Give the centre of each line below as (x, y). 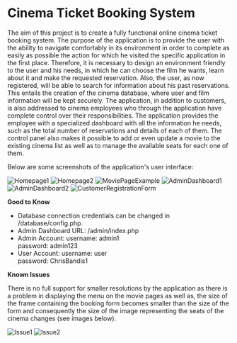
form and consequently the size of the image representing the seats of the (116, 310)
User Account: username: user (62, 253)
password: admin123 (48, 245)
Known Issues (29, 274)
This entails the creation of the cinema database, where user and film (109, 93)
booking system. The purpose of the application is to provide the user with (116, 40)
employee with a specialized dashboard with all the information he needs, (114, 123)
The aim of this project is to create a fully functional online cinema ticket (112, 33)
